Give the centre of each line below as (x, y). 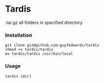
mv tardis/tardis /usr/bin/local (39, 54)
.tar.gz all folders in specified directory (44, 22)
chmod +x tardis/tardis (29, 50)
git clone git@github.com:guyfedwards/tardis (52, 45)
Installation (19, 35)
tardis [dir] (18, 76)
